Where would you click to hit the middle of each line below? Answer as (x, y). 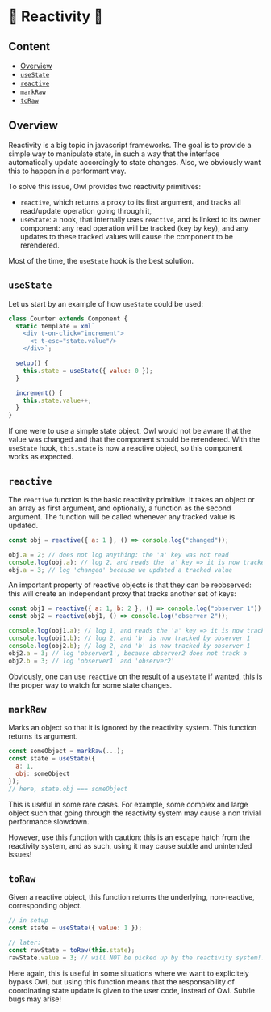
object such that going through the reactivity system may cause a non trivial (135, 813)
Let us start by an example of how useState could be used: (106, 303)
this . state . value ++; (57, 400)
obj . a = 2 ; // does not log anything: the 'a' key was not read (119, 555)
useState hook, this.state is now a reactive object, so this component (125, 448)
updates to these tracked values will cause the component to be (127, 236)
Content (29, 47)
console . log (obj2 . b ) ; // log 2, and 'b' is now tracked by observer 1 (129, 646)
